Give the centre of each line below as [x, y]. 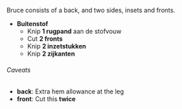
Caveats [19, 70]
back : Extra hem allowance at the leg [70, 91]
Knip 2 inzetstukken [57, 46]
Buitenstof [32, 24]
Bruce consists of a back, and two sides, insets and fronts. [91, 10]
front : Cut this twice [46, 99]
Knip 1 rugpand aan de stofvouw [74, 31]
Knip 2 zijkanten [51, 53]
